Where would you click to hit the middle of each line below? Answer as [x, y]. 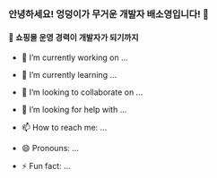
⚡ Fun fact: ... [46, 166]
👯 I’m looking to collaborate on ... [82, 92]
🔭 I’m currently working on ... [74, 58]
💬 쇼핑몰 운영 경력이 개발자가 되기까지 [74, 37]
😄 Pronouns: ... [50, 148]
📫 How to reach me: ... [64, 128]
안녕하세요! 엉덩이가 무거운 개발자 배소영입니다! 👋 [109, 13]
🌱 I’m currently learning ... [69, 75]
